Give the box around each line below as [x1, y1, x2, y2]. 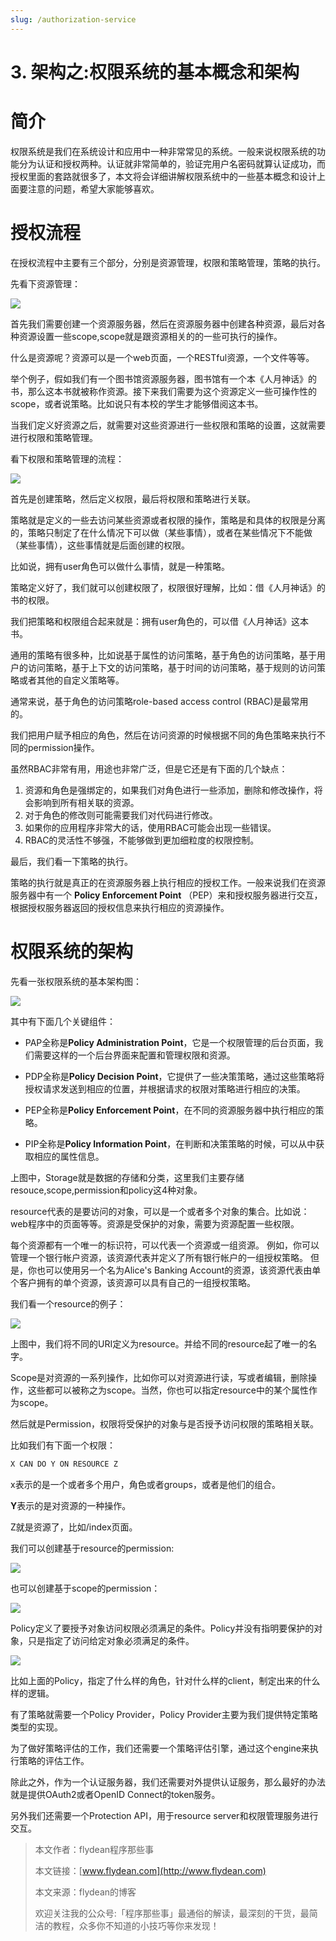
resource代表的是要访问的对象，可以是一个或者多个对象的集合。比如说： [10, 1205, 310, 1217]
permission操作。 [27, 741, 100, 753]
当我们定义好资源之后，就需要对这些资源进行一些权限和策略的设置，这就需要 [10, 419, 326, 431]
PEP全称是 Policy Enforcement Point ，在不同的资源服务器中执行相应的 [24, 1104, 316, 1116]
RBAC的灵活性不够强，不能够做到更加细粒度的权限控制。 [24, 834, 260, 846]
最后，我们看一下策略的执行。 [10, 855, 133, 867]
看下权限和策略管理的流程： [10, 452, 125, 465]
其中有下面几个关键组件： [10, 1015, 116, 1027]
